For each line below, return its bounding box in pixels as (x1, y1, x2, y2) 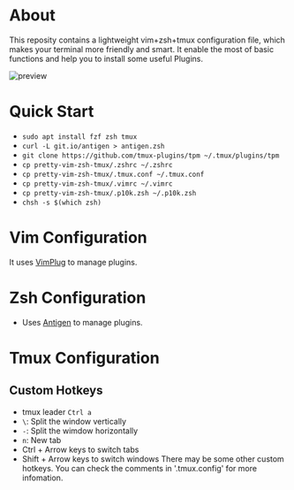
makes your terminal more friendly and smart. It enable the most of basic (9, 43, 275, 54)
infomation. (21, 472, 64, 483)
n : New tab (21, 434, 62, 445)
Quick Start (9, 102, 94, 122)
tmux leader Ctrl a (21, 406, 92, 417)
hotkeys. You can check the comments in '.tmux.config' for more (21, 463, 258, 473)
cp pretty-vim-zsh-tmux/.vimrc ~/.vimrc (21, 179, 173, 188)
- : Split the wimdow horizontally (21, 425, 139, 436)
